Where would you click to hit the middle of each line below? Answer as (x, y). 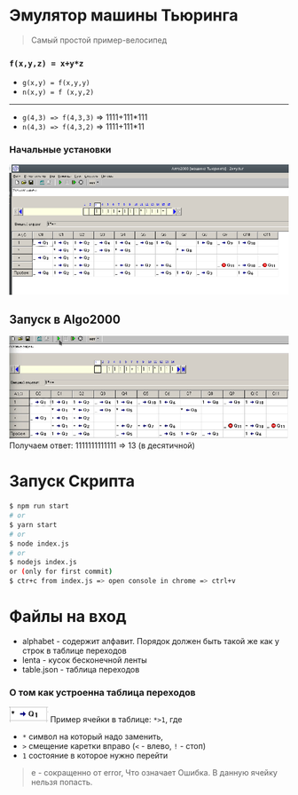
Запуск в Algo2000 (65, 320)
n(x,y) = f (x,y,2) (58, 93)
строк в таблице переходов (74, 651)
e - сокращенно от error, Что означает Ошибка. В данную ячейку (154, 773)
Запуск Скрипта (72, 481)
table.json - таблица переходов (81, 670)
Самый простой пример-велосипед (99, 40)
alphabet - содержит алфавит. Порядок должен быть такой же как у (150, 642)
